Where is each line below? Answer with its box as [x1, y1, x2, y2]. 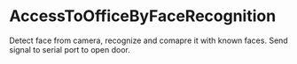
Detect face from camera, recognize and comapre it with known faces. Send [9, 35, 288, 46]
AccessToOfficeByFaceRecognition [9, 6, 277, 26]
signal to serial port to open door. [9, 44, 131, 54]
